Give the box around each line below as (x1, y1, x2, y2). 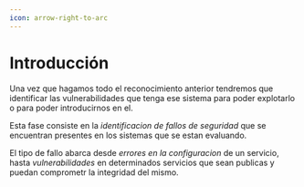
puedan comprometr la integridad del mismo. (9, 166, 180, 178)
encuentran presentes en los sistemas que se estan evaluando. (9, 130, 247, 140)
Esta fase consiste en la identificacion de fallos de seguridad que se (9, 119, 267, 130)
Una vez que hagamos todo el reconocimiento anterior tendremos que (9, 83, 274, 94)
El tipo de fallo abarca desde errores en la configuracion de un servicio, (9, 147, 280, 158)
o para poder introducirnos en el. (9, 102, 134, 113)
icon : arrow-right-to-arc (9, 13, 108, 23)
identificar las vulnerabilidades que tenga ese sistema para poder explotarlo (9, 92, 295, 103)
